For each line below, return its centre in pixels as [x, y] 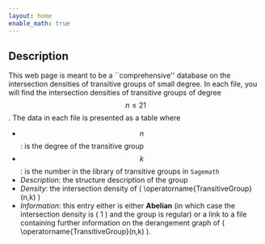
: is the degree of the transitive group [82, 146]
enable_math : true [39, 23]
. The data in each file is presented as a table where [95, 118]
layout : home [30, 16]
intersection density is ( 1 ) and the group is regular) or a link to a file [133, 214]
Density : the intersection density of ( [81, 189]
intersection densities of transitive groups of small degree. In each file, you [133, 84]
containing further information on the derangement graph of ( [122, 223]
